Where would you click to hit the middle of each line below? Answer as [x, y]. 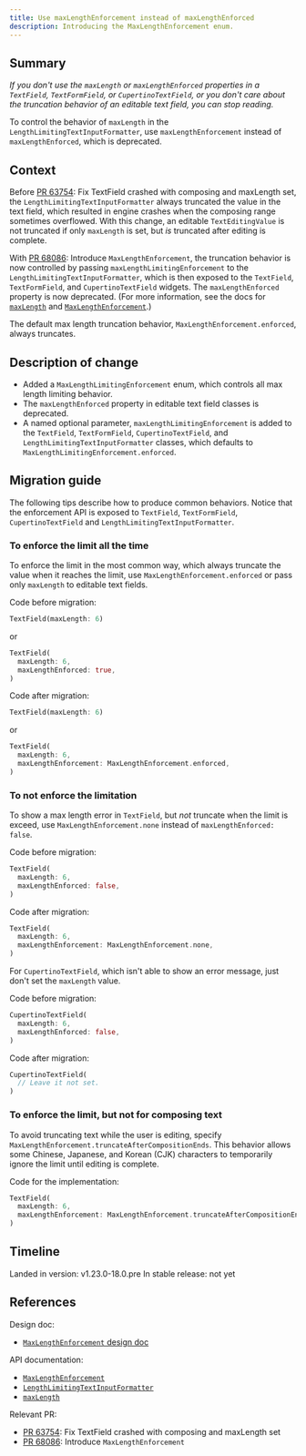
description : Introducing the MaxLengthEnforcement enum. [122, 26]
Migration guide [56, 480]
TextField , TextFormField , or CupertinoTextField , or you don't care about [147, 95]
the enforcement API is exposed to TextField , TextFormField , [124, 512]
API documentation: [46, 1359]
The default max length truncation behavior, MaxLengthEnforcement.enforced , [153, 324]
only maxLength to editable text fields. [79, 585]
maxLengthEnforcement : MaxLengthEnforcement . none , [116, 945]
